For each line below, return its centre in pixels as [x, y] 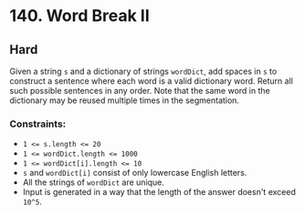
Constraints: [38, 124]
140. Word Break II [80, 16]
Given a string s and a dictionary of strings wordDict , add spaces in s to [143, 71]
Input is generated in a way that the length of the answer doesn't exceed [159, 192]
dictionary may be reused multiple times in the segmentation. [125, 100]
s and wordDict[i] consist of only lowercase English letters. [135, 173]
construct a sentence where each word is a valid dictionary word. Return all [152, 81]
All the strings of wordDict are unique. [93, 182]
